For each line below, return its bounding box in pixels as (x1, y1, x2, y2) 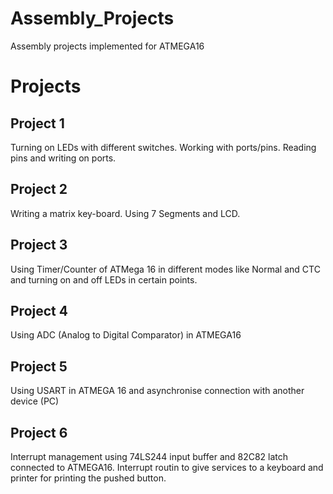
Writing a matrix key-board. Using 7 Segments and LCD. (10, 207, 241, 219)
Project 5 (10, 358, 68, 375)
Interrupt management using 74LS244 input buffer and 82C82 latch (10, 451, 289, 462)
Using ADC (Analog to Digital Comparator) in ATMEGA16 (10, 329, 242, 341)
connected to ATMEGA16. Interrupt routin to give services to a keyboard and (10, 462, 324, 473)
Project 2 (10, 181, 68, 198)
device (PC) (10, 395, 60, 407)
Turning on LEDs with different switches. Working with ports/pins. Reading (10, 141, 317, 153)
